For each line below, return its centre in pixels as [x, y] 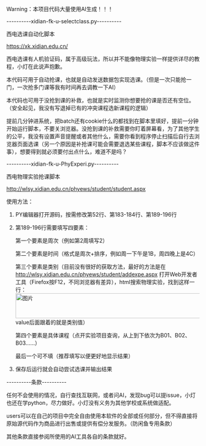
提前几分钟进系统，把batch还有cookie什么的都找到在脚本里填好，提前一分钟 [103, 121]
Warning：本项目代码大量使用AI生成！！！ [60, 9]
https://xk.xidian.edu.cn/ [37, 46]
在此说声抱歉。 [46, 67]
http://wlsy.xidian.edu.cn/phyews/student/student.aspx [76, 189]
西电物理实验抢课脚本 [33, 176]
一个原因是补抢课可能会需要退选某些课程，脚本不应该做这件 [124, 144]
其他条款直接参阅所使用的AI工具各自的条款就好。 [68, 436]
